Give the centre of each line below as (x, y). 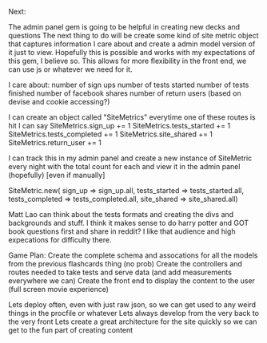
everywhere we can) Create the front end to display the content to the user (132, 281)
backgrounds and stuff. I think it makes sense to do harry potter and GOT (129, 223)
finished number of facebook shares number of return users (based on (125, 93)
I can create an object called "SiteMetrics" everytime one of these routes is (132, 117)
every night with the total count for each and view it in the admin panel (124, 166)
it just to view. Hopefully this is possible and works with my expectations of (132, 52)
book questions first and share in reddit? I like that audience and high (122, 231)
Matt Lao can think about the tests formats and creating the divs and (121, 214)
